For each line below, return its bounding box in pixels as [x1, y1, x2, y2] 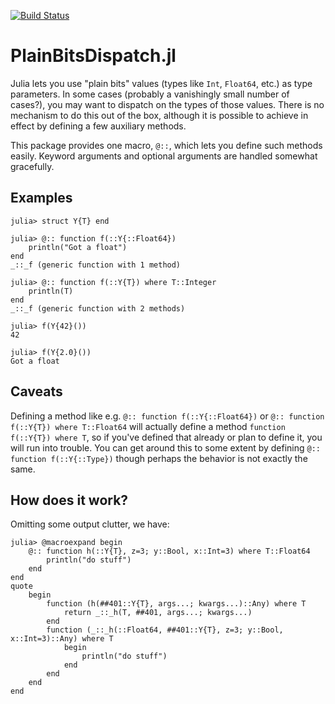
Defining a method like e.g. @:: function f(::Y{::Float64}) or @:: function [10, 410, 325, 422]
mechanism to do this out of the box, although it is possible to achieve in [10, 109, 309, 121]
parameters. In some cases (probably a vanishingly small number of [10, 88, 290, 100]
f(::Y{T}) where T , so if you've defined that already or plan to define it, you [10, 431, 323, 443]
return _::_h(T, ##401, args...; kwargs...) [63, 608, 253, 618]
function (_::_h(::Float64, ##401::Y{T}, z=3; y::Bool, [46, 625, 284, 635]
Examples [10, 190, 73, 207]
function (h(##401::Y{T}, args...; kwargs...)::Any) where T [46, 599, 307, 609]
